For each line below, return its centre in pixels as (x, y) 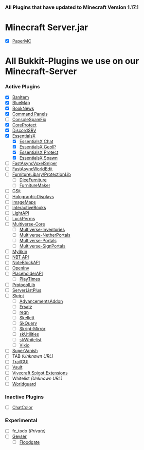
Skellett (27, 317)
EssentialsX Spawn (38, 158)
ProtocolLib (24, 285)
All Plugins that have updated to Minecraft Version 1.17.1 (72, 7)
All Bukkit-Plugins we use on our (72, 61)
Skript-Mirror (32, 329)
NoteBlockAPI (26, 263)
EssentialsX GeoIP (38, 147)
